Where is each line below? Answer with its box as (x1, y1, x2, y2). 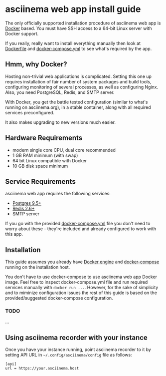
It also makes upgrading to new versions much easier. (5, 119, 116, 125)
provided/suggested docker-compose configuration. (5, 295, 113, 301)
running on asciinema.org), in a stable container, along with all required (5, 104, 151, 110)
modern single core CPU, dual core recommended (12, 147, 116, 153)
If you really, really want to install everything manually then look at (5, 40, 141, 46)
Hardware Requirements (5, 134, 83, 142)
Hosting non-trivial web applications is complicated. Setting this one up (5, 73, 152, 79)
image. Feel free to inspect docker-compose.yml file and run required (5, 279, 148, 285)
